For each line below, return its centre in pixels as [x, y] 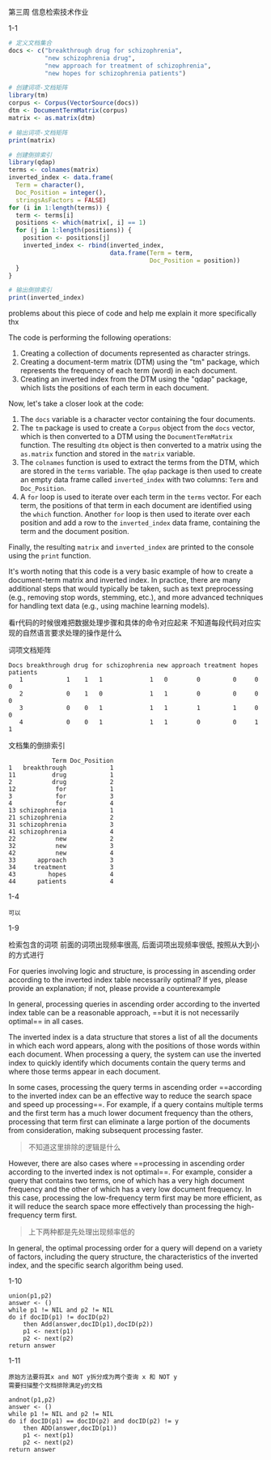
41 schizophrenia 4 [61, 832]
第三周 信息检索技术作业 [49, 12]
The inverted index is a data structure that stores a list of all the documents [133, 1037]
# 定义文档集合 [30, 43]
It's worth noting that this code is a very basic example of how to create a [131, 571]
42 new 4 [61, 853]
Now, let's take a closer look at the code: [76, 403]
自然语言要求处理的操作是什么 [72, 633]
